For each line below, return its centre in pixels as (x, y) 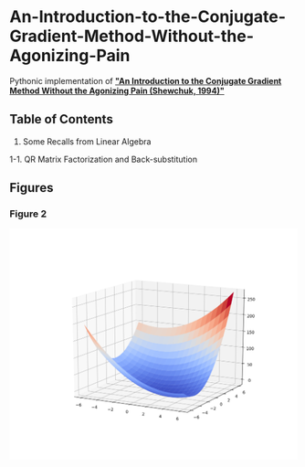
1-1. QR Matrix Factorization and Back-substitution (104, 159)
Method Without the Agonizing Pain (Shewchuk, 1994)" (117, 90)
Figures (32, 188)
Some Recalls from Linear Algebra (87, 141)
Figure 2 (28, 214)
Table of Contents (62, 119)
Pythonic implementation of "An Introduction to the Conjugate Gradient (146, 80)
